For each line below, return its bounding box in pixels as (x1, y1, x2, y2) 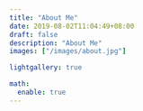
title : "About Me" (9, 13, 78, 23)
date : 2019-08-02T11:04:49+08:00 (9, 22, 135, 31)
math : (9, 79, 30, 88)
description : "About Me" (9, 38, 103, 48)
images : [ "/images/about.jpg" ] (9, 47, 127, 56)
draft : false (9, 30, 58, 39)
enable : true (17, 88, 67, 97)
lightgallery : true (9, 63, 83, 72)
